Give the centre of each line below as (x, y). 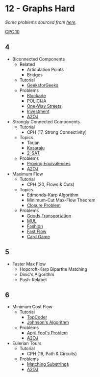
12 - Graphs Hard (40, 9)
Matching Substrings (48, 364)
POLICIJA (37, 101)
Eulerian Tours (27, 343)
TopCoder (37, 317)
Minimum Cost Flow (32, 307)
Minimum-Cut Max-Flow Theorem (61, 200)
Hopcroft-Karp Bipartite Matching (53, 269)
